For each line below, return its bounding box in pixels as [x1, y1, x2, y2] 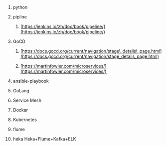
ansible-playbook [12, 78, 49, 84]
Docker [12, 107, 28, 113]
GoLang [12, 88, 29, 94]
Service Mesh [12, 97, 42, 103]
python [12, 4, 28, 10]
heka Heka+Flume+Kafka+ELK [12, 136, 76, 142]
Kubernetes [12, 117, 37, 123]
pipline [12, 14, 27, 19]
